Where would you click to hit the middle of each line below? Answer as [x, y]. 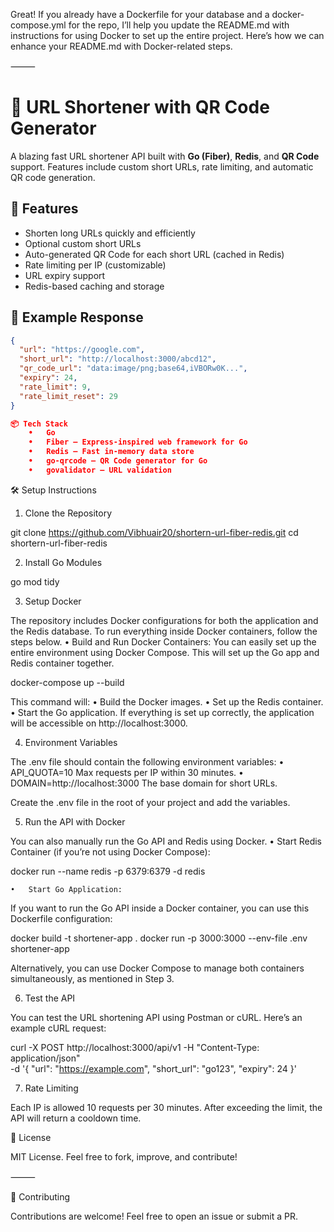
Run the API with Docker [75, 821]
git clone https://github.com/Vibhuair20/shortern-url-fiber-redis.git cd [154, 532]
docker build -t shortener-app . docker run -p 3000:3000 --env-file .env [159, 938]
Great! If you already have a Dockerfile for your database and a [140, 14]
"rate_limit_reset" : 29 [68, 396]
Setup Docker [53, 601]
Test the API [50, 998]
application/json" [45, 1058]
